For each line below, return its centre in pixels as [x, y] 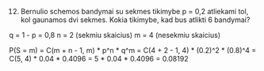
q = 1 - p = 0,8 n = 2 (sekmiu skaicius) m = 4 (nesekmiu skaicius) [115, 35]
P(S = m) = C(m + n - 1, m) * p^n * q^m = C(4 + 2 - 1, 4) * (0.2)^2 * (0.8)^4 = [133, 50]
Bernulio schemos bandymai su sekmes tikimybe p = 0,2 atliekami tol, [134, 11]
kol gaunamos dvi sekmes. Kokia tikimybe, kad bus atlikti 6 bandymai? [135, 20]
